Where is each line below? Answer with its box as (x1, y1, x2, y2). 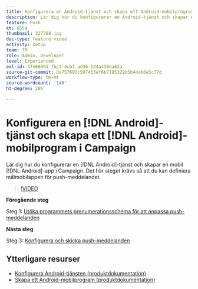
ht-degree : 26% (6, 86, 44, 92)
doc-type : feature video (6, 36, 67, 42)
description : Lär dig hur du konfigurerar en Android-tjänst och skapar (6, 14, 189, 20)
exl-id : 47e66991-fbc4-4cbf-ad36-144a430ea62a (6, 63, 123, 70)
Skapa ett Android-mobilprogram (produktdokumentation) (14, 276, 156, 283)
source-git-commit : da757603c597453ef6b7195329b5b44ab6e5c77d (6, 69, 162, 75)
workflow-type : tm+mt (6, 74, 60, 80)
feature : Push (6, 20, 41, 25)
